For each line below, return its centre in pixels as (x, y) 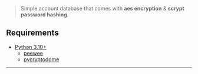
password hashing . (44, 15)
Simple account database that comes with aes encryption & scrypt (102, 8)
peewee (33, 53)
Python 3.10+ (31, 47)
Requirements (32, 33)
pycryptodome (41, 59)
